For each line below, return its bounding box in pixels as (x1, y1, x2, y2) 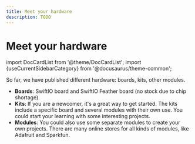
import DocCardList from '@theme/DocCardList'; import (6, 59, 142, 66)
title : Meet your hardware (6, 8, 72, 15)
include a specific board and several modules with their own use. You (14, 106, 183, 113)
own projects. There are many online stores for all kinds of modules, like (14, 125, 189, 132)
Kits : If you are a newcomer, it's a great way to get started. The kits (14, 101, 178, 108)
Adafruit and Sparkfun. (14, 132, 70, 139)
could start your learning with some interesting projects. (14, 113, 151, 120)
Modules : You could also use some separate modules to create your (14, 119, 180, 126)
